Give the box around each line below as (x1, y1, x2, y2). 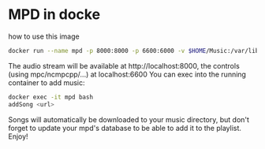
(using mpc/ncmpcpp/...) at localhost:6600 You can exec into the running (8, 69, 247, 79)
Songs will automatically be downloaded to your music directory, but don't (8, 114, 250, 124)
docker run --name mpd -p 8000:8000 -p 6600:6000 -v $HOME (8, 47, 207, 54)
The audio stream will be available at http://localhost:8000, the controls (8, 61, 241, 70)
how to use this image (8, 32, 80, 41)
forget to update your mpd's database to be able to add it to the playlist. (8, 123, 242, 132)
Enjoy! (8, 132, 29, 141)
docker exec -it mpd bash (8, 93, 93, 101)
